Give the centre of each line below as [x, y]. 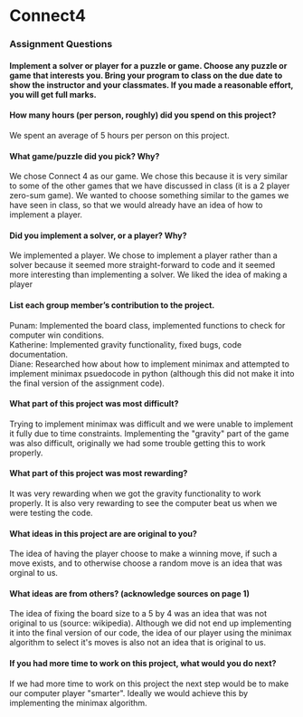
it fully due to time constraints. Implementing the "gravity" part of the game [149, 433]
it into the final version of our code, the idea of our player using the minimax [151, 633]
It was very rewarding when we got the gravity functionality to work [135, 493]
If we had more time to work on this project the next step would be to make [149, 684]
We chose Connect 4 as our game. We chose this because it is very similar [149, 177]
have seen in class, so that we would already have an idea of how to [137, 206]
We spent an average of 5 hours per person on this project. [119, 135]
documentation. [39, 354]
